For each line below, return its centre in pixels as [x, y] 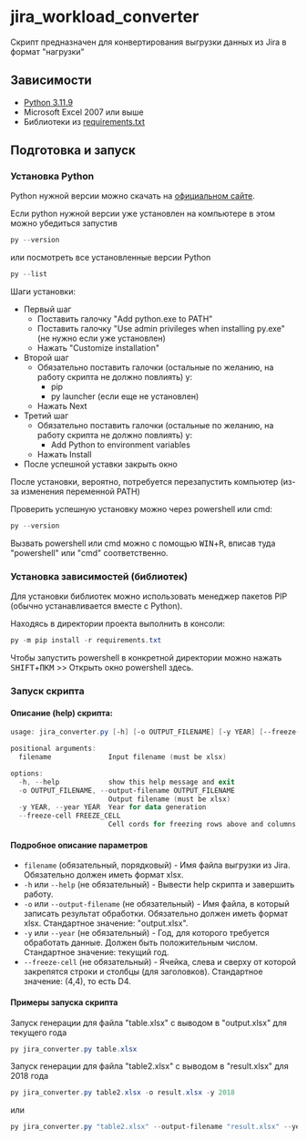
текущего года [39, 1032]
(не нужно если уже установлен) [102, 338]
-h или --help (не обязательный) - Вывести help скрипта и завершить [159, 885]
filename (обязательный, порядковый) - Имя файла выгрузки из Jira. [157, 865]
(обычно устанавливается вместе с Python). [97, 606]
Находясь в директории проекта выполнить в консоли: [118, 624]
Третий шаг [46, 416]
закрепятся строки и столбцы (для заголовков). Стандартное [143, 971]
